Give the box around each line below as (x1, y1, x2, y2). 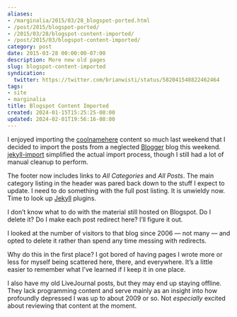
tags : (7, 83, 23, 90)
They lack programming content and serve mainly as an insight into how (7, 286, 218, 294)
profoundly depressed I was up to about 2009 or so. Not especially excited (7, 294, 226, 302)
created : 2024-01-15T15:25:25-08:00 (7, 109, 115, 116)
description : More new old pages (7, 57, 106, 64)
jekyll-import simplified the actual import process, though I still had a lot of (7, 150, 224, 158)
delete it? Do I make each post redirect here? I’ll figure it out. (7, 215, 183, 224)
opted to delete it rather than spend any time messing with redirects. (7, 236, 207, 245)
